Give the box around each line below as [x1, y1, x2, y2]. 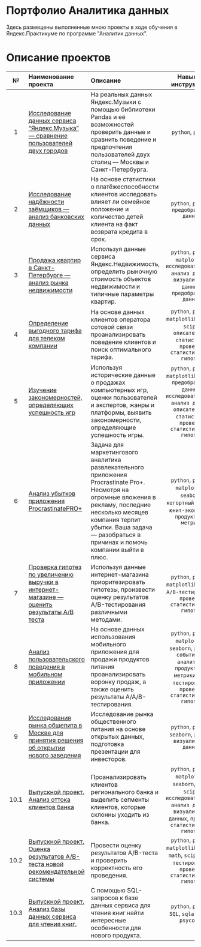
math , [168, 850, 183, 859]
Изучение [28, 385, 57, 394]
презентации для [90, 747, 141, 756]
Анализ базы [28, 904, 66, 913]
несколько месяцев [90, 508, 148, 516]
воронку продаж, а [90, 678, 147, 686]
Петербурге [28, 271, 63, 279]
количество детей [90, 212, 144, 221]
